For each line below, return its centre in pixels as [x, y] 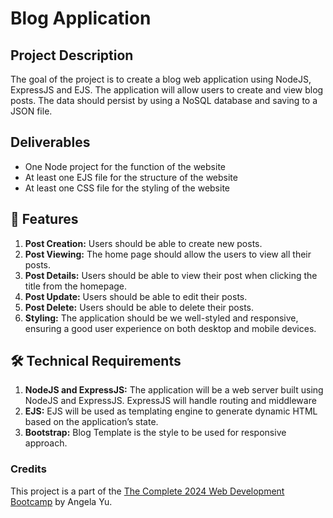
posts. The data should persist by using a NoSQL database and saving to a [164, 100]
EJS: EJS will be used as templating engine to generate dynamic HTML [171, 411]
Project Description [72, 55]
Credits [28, 469]
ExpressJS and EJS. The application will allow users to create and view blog [167, 90]
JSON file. [31, 111]
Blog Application [81, 18]
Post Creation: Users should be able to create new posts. [143, 243]
